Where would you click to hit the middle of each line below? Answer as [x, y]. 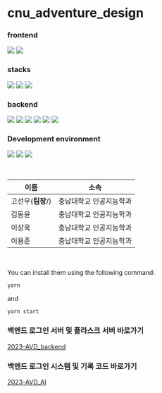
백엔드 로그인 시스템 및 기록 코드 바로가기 [72, 366]
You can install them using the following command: [81, 273]
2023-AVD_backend [37, 346]
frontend [23, 35]
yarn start [23, 312]
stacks [19, 70]
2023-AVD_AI [27, 382]
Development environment [54, 139]
